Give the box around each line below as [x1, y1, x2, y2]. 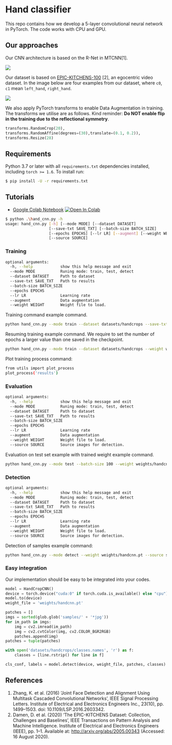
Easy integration [5, 564, 47, 572]
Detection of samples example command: [5, 542, 93, 548]
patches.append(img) [14, 634, 58, 639]
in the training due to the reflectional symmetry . [5, 116, 109, 122]
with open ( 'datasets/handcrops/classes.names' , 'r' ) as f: [5, 648, 134, 653]
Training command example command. [5, 312, 88, 318]
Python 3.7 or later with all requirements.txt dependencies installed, [5, 163, 150, 169]
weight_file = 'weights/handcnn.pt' [5, 600, 83, 606]
